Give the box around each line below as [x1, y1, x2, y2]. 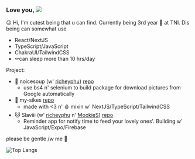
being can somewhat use [6, 25, 67, 32]
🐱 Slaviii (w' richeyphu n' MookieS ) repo [14, 112, 114, 119]
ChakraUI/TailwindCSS [14, 49, 70, 56]
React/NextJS [14, 37, 49, 44]
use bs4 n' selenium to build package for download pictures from [23, 84, 182, 91]
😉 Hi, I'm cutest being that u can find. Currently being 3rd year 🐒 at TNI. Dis [6, 19, 190, 26]
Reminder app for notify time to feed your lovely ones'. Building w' [23, 117, 183, 125]
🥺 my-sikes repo [14, 96, 54, 103]
